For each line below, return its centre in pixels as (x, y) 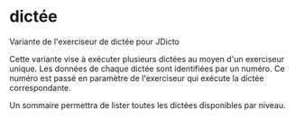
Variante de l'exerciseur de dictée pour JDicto (95, 41)
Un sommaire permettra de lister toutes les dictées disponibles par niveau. (147, 105)
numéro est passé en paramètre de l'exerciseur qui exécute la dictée (137, 78)
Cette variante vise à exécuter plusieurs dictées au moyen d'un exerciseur (147, 59)
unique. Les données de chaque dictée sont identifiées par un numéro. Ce (147, 69)
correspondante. (41, 87)
